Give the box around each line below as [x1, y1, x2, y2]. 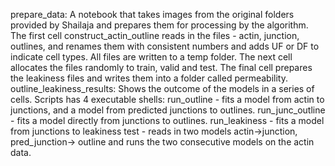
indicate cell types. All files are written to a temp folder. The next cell [10, 51, 293, 63]
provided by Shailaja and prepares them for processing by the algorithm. [10, 19, 309, 31]
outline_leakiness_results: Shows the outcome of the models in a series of [10, 83, 315, 94]
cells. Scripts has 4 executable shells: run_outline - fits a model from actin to [10, 94, 325, 105]
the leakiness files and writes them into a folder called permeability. [10, 72, 288, 84]
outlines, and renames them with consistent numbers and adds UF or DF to [10, 40, 320, 52]
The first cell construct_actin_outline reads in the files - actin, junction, [10, 30, 300, 41]
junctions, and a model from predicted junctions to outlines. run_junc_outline [10, 104, 326, 116]
